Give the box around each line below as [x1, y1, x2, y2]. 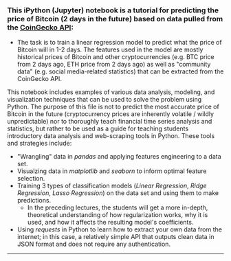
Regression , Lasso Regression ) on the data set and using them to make [16, 189, 219, 197]
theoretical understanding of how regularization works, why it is [27, 211, 208, 219]
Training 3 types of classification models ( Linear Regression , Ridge [16, 181, 208, 190]
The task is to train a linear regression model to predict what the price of [16, 38, 222, 47]
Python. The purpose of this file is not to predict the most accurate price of [7, 102, 220, 111]
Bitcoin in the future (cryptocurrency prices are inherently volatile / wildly [7, 110, 214, 118]
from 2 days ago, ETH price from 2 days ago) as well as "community [16, 60, 211, 69]
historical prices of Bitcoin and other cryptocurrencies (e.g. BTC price [16, 53, 214, 61]
